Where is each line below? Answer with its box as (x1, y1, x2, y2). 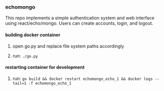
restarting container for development (5, 64, 85, 70)
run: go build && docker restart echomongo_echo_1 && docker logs (12, 75, 153, 81)
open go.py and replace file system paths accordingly (12, 43, 124, 49)
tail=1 (12, 80, 27, 86)
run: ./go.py (12, 53, 38, 59)
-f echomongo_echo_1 (28, 80, 71, 86)
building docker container (5, 32, 60, 38)
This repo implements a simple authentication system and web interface (5, 15, 154, 21)
